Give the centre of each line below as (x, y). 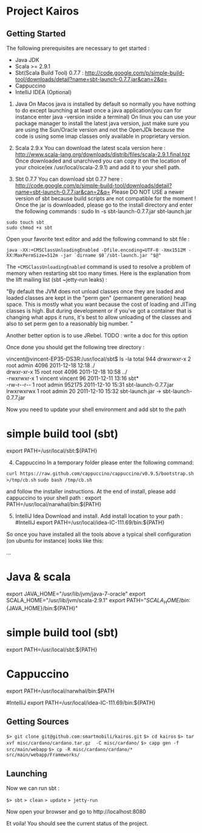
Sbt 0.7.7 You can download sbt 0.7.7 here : (69, 179)
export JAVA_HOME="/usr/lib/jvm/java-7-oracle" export (76, 594)
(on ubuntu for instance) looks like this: (55, 540)
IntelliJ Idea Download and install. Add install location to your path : (99, 516)
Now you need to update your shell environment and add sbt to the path (96, 409)
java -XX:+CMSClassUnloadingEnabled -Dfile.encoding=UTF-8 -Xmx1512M (96, 250)
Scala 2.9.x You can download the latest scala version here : (90, 148)
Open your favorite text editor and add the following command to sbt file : (98, 239)
